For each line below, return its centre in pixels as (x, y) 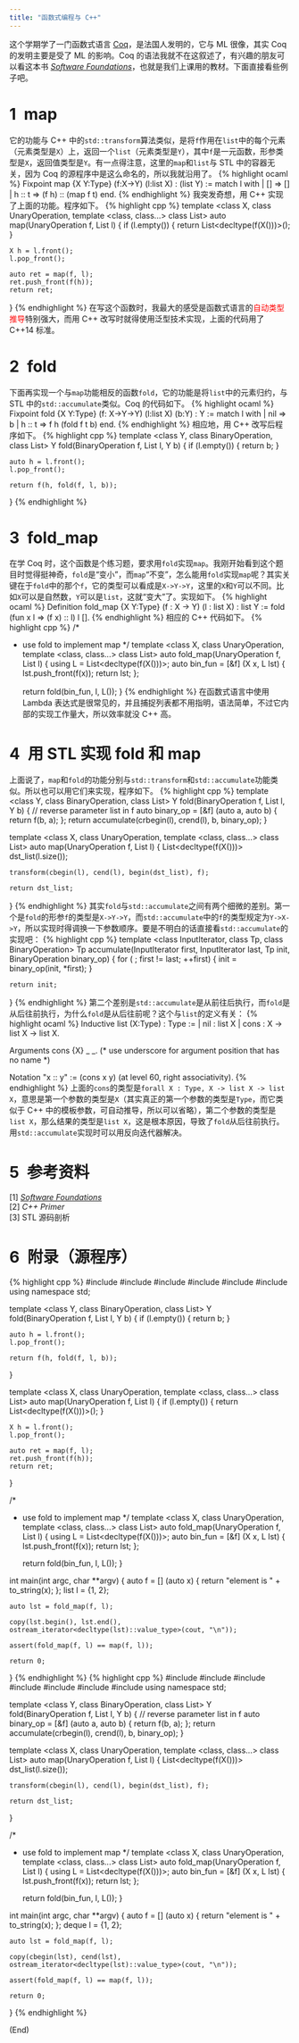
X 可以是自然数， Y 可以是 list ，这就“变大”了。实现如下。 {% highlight (142, 597)
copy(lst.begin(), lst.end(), (66, 1622)
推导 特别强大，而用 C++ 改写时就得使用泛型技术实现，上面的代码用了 (137, 319)
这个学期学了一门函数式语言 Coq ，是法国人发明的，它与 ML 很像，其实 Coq (148, 44)
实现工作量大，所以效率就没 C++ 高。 (107, 714)
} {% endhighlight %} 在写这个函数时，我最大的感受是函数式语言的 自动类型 (147, 307)
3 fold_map (54, 538)
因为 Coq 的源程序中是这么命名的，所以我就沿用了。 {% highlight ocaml (156, 173)
